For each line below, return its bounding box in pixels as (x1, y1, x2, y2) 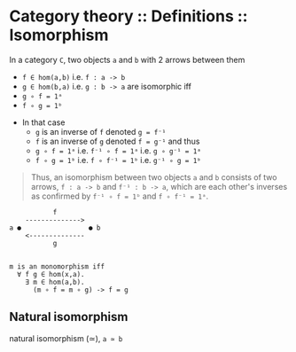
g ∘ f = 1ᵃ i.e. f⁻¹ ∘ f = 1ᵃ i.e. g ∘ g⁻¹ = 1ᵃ (35, 145, 201, 156)
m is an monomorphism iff (9, 262, 105, 271)
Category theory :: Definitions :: (9, 6, 248, 27)
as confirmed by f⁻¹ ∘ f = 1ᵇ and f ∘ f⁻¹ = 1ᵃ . (30, 191, 209, 201)
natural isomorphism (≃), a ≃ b (9, 332, 123, 343)
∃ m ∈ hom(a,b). (25, 278, 86, 286)
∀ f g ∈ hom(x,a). (17, 270, 86, 278)
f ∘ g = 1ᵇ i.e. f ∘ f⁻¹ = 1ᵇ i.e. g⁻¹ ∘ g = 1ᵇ (35, 154, 201, 165)
